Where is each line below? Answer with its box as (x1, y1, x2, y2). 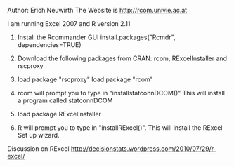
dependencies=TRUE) (17, 41, 82, 48)
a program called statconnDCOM (17, 96, 113, 105)
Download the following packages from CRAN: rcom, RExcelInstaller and (17, 54, 227, 62)
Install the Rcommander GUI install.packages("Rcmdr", (17, 33, 176, 41)
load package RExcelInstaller (17, 110, 102, 118)
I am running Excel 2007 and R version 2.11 (7, 20, 131, 27)
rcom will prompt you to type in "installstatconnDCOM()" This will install (17, 89, 225, 97)
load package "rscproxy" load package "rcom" (17, 75, 153, 83)
